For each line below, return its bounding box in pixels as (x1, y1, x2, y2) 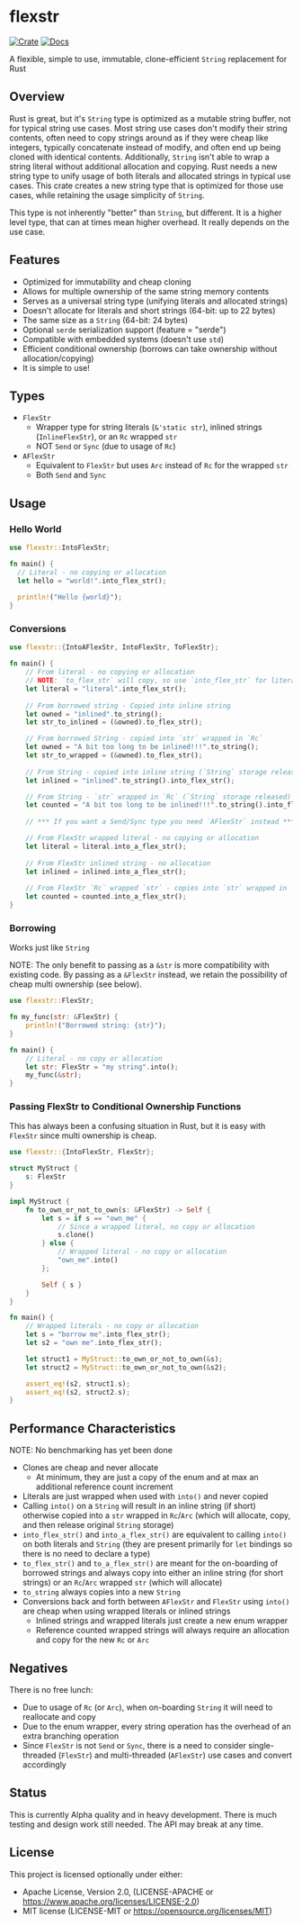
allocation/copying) (22, 353, 94, 364)
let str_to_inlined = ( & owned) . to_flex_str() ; (25, 718, 203, 727)
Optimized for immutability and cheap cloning (22, 276, 191, 287)
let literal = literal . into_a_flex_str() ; (25, 842, 187, 851)
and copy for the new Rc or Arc (35, 1634, 150, 1645)
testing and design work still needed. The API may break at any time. (9, 1819, 263, 1830)
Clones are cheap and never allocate (22, 1462, 159, 1473)
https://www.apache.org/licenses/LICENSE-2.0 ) (22, 1895, 200, 1906)
